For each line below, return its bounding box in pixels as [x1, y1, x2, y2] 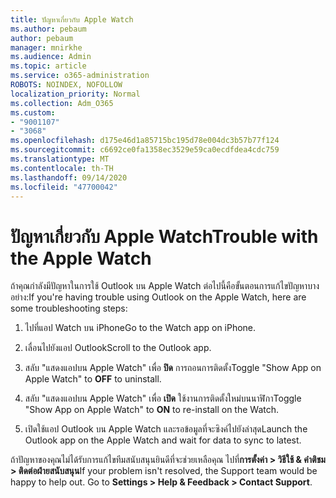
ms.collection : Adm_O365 [10, 98, 114, 108]
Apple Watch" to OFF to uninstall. [24, 373, 162, 385]
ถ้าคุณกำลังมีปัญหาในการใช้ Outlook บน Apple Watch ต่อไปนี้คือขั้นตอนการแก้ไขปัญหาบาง [10, 280, 320, 292]
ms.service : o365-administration [10, 71, 150, 81]
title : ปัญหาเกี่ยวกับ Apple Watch [10, 14, 134, 25]
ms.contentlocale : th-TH [10, 163, 114, 173]
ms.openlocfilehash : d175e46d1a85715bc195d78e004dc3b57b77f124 [10, 136, 280, 146]
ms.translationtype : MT [10, 154, 110, 164]
